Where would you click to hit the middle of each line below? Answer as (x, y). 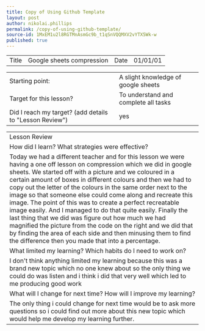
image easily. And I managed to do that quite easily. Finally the (99, 210)
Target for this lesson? (41, 99)
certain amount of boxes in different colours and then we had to (100, 180)
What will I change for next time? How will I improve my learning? (102, 293)
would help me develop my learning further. (72, 319)
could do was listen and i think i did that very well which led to (98, 276)
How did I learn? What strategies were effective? (79, 147)
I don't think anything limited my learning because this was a (96, 261)
